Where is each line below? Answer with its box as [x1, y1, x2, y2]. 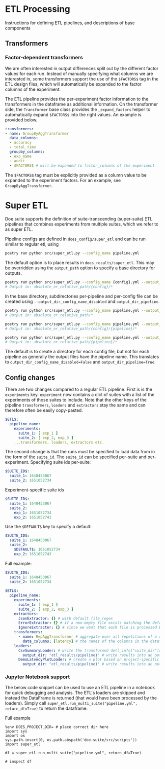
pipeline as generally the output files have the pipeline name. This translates [5, 354, 159, 360]
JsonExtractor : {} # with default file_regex [18, 616, 113, 621]
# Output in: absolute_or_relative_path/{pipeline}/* [5, 339, 118, 345]
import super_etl [5, 742, 41, 747]
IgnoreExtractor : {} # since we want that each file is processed [18, 625, 157, 630]
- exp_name [9, 154, 32, 159]
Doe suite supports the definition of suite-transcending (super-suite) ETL [5, 216, 153, 222]
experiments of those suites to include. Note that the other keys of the [5, 397, 147, 403]
